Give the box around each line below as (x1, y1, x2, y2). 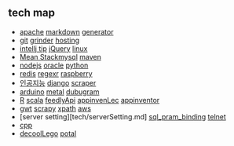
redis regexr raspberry (19, 68, 93, 78)
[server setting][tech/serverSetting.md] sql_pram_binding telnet (19, 111, 226, 121)
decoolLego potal (19, 129, 77, 138)
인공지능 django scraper (19, 78, 97, 87)
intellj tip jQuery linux (19, 43, 88, 53)
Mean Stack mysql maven (19, 52, 102, 61)
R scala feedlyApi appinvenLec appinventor (19, 95, 160, 104)
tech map (8, 6, 55, 20)
